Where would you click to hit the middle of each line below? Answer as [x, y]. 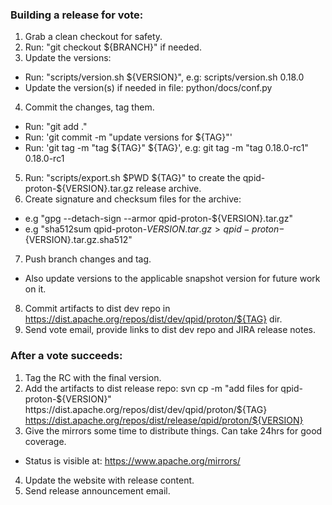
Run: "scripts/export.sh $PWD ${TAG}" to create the [132, 178]
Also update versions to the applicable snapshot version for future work [172, 279]
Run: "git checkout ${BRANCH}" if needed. [113, 47]
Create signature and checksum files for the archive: [133, 199]
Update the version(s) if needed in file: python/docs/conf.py [148, 88]
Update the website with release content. [109, 480]
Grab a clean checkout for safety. [93, 37]
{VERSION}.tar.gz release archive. [131, 189]
